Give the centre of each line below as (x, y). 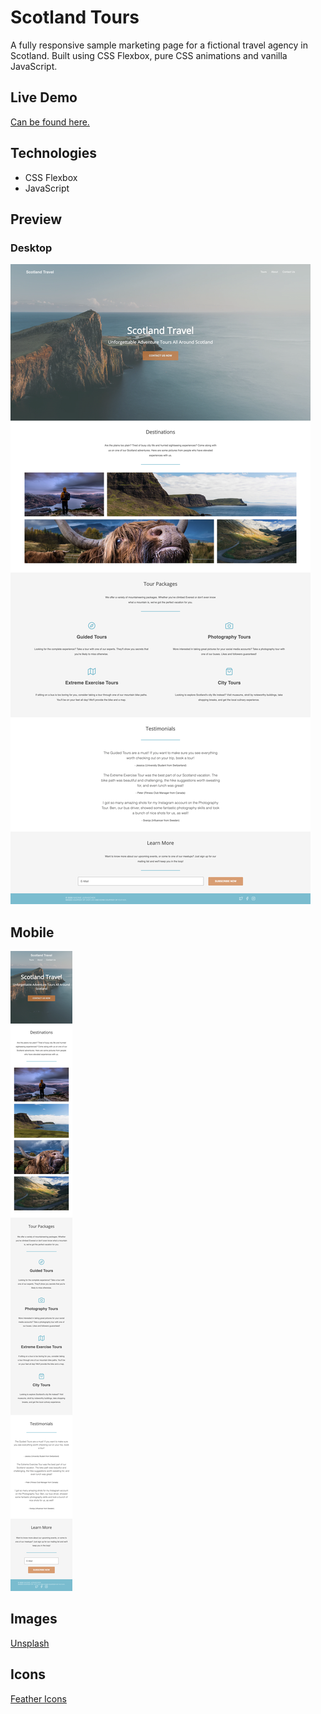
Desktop (31, 248)
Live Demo (44, 97)
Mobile (32, 932)
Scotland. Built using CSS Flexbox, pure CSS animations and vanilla (149, 55)
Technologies (54, 153)
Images (34, 1619)
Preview (36, 219)
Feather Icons (38, 1698)
